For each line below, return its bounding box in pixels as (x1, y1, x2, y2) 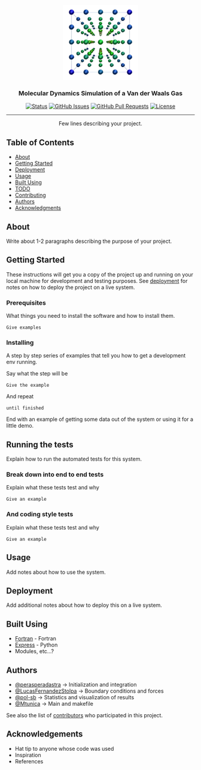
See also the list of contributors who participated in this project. (6, 711, 163, 718)
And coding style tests (6, 510, 74, 519)
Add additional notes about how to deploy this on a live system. (6, 601, 163, 609)
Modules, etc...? (14, 648, 54, 655)
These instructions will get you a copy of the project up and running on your (6, 270, 193, 278)
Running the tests (6, 440, 74, 450)
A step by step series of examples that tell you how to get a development (6, 352, 186, 359)
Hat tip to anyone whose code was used (14, 745, 114, 752)
